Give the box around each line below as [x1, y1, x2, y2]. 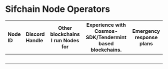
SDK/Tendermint [85, 34, 126, 41]
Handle [25, 37, 43, 44]
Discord [25, 31, 45, 38]
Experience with [86, 21, 126, 28]
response [134, 34, 158, 41]
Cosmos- [94, 27, 118, 34]
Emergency [132, 27, 160, 34]
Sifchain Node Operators [5, 3, 110, 15]
